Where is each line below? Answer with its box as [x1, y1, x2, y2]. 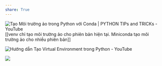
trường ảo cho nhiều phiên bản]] [5, 36, 71, 42]
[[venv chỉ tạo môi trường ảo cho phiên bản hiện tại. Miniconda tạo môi [5, 31, 149, 37]
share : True [5, 7, 30, 12]
